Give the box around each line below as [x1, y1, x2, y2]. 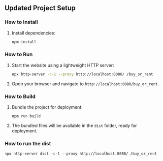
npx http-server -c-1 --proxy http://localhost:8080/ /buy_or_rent [11, 71, 154, 77]
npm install [11, 39, 36, 44]
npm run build [11, 114, 41, 119]
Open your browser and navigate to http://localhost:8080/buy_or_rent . [11, 81, 159, 87]
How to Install [4, 19, 38, 26]
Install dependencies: [11, 30, 56, 36]
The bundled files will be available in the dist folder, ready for [11, 123, 137, 129]
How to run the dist [4, 140, 51, 147]
